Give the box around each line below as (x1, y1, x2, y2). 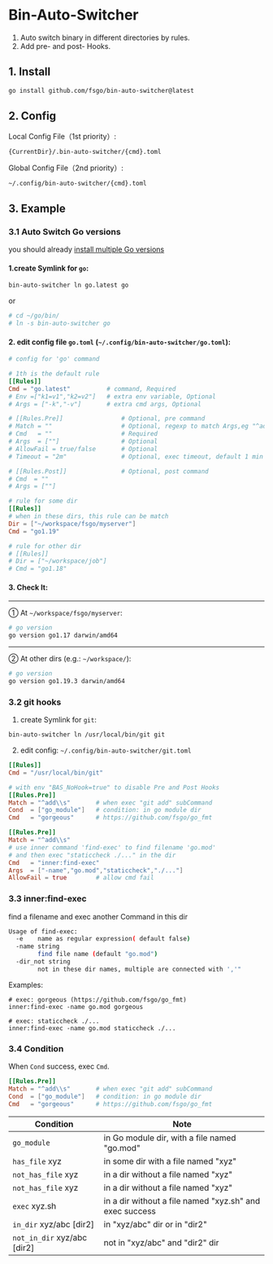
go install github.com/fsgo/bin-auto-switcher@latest (8, 86, 195, 94)
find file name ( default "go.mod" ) (37, 950, 158, 959)
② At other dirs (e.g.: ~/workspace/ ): (8, 654, 132, 664)
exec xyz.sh (12, 1200, 57, 1211)
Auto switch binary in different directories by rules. (19, 33, 190, 42)
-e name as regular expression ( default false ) (15, 935, 191, 943)
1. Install (8, 65, 51, 79)
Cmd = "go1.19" (8, 527, 60, 535)
